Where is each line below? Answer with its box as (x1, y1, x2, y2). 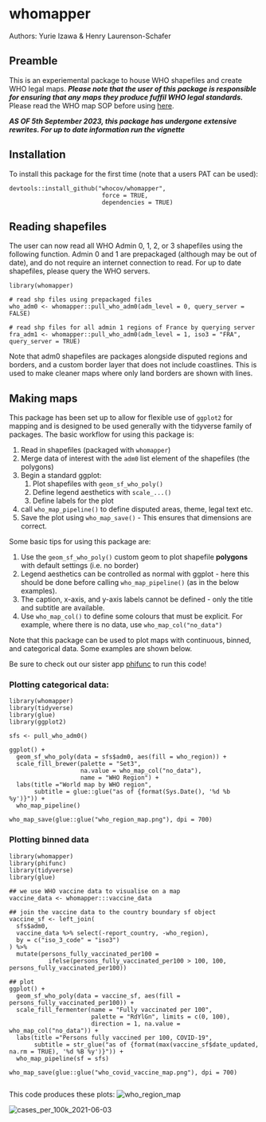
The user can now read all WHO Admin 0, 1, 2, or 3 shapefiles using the (9, 241, 244, 251)
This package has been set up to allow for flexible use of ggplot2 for (9, 413, 233, 422)
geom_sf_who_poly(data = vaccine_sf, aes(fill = (16, 991, 181, 1000)
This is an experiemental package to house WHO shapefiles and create (9, 75, 242, 84)
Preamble (9, 54, 58, 68)
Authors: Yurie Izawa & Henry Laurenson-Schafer (9, 31, 171, 41)
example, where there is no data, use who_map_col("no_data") (20, 620, 223, 630)
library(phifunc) (9, 859, 67, 867)
